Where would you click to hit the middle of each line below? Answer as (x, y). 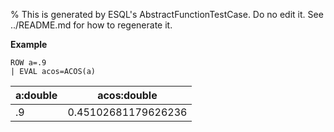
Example (29, 44)
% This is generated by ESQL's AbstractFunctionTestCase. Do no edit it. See (167, 14)
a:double (36, 95)
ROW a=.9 (28, 63)
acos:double (127, 95)
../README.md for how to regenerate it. (91, 25)
